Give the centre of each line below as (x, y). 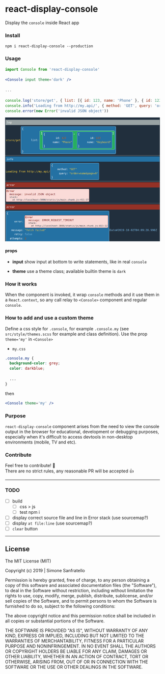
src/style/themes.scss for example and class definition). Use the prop (76, 334)
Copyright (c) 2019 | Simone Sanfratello (45, 570)
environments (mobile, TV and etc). (41, 442)
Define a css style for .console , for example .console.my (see (67, 328)
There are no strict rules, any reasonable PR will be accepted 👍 (69, 471)
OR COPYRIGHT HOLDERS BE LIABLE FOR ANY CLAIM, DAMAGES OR (76, 651)
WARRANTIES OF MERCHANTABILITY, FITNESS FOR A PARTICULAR (74, 641)
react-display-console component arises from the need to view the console (82, 426)
